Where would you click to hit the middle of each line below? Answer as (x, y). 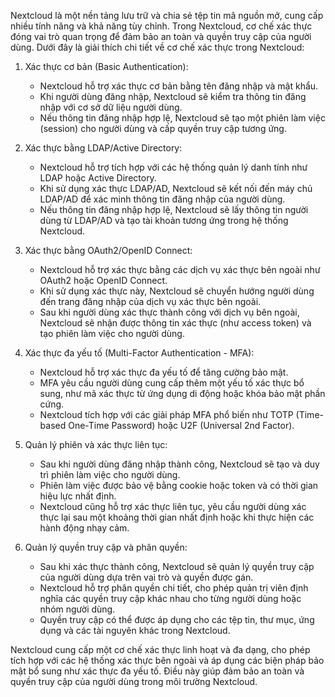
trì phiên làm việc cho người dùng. (110, 474)
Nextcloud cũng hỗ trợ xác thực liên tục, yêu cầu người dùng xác (173, 506)
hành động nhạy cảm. (84, 528)
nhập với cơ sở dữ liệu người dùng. (111, 107)
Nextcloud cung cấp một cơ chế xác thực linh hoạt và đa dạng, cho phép (160, 649)
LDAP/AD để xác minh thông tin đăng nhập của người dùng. (162, 199)
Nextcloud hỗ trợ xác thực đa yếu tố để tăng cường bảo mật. (164, 372)
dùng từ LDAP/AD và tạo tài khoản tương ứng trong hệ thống (164, 220)
